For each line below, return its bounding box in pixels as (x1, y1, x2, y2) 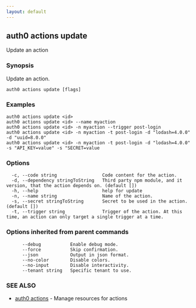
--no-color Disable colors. (21, 257, 111, 263)
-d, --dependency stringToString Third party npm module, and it (11, 178, 183, 183)
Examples (6, 100, 36, 108)
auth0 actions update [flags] (6, 86, 82, 92)
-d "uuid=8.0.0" (6, 135, 46, 141)
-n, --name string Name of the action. (11, 193, 153, 200)
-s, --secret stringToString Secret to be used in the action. (11, 198, 188, 204)
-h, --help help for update (11, 188, 143, 194)
